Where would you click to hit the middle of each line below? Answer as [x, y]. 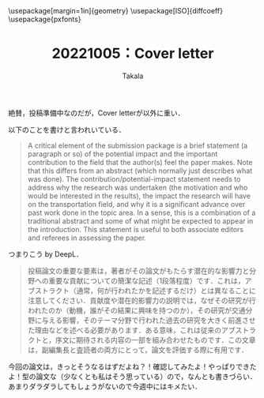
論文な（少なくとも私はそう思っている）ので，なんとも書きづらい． [146, 376]
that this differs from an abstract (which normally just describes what [140, 171]
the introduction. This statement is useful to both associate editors [135, 229]
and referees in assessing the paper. [87, 238]
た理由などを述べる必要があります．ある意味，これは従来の [124, 330]
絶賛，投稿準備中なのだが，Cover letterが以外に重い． [96, 113]
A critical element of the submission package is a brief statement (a [138, 145]
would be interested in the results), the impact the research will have [139, 196]
